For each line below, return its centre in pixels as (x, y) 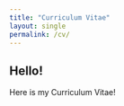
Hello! (26, 71)
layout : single (38, 26)
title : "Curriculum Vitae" (60, 18)
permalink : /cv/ (40, 34)
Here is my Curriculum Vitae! (62, 93)
